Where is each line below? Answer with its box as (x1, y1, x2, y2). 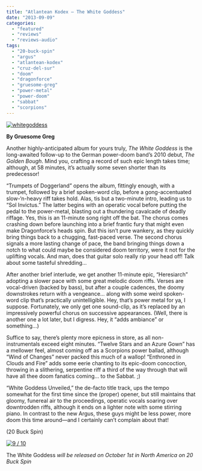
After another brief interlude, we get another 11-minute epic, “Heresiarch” (6, 270, 188, 278)
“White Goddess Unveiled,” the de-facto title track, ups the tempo (6, 384, 170, 391)
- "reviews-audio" (11, 37, 58, 43)
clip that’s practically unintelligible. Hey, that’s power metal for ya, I (20, 296, 186, 304)
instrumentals (6, 340, 40, 348)
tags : (6, 43, 20, 49)
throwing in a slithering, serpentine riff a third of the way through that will (6, 366, 188, 373)
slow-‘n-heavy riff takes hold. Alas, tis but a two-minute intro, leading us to (6, 195, 192, 202)
